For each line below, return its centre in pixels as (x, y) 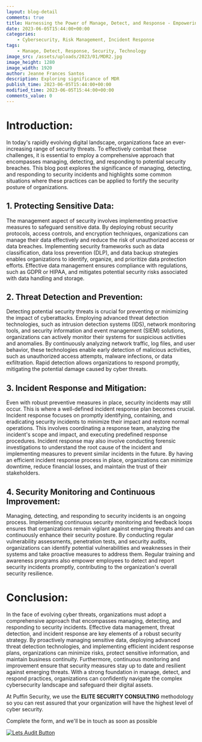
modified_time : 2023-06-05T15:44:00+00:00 (60, 90)
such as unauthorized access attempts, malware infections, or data (89, 357)
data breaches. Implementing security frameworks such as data (85, 246)
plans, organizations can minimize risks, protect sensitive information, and (98, 653)
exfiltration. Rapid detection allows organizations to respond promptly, (93, 363)
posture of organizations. (38, 187)
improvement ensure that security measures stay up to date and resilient (96, 666)
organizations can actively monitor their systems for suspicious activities (96, 337)
